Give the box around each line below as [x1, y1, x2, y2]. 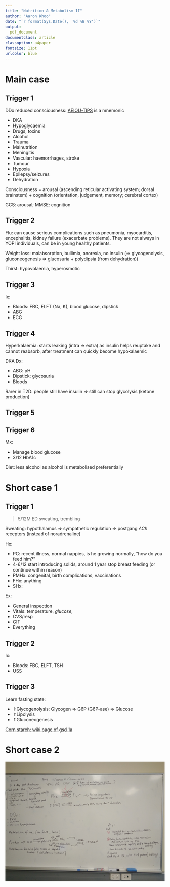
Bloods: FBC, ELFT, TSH [12, 662, 63, 669]
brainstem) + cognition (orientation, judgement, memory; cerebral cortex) [5, 192, 158, 198]
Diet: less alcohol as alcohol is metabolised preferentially [5, 464, 124, 470]
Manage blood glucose [12, 449, 61, 455]
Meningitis [12, 149, 34, 155]
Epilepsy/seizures [12, 171, 50, 177]
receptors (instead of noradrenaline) [5, 531, 81, 537]
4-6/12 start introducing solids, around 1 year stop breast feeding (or [12, 561, 156, 567]
